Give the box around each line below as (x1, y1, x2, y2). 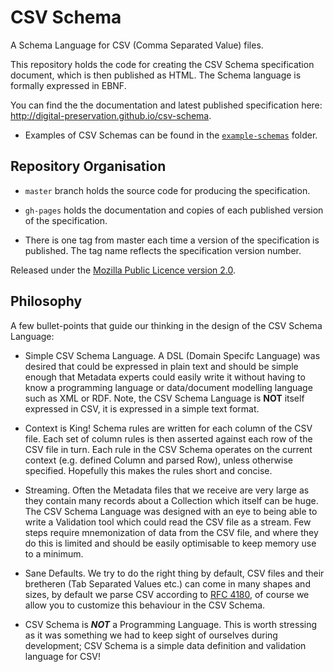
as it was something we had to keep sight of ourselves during (24, 629, 278, 641)
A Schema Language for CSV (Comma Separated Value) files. (10, 39, 264, 51)
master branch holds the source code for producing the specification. (24, 184, 311, 196)
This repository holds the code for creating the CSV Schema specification (10, 58, 315, 70)
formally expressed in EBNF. (10, 79, 127, 91)
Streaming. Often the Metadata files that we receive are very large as (24, 484, 310, 496)
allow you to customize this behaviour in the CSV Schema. (24, 599, 266, 611)
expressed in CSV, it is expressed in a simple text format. (24, 402, 260, 415)
